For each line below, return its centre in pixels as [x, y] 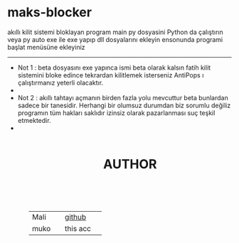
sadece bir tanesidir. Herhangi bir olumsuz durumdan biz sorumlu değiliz [124, 105]
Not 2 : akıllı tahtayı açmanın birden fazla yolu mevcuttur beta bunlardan [123, 97]
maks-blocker [50, 12]
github [76, 217]
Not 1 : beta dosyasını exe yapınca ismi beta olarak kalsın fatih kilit [114, 67]
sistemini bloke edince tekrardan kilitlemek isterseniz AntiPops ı [111, 75]
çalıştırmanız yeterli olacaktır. [60, 82]
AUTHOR [130, 164]
